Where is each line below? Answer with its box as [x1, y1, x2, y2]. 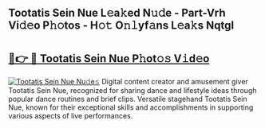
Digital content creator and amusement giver [101, 77, 249, 86]
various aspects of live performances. [8, 111, 133, 120]
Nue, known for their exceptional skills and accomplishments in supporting [8, 103, 254, 112]
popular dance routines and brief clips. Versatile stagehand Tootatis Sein [8, 95, 247, 103]
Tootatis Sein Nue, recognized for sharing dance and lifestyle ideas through [8, 86, 257, 95]
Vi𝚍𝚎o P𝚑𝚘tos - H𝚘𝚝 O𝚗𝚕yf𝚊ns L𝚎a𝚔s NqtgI [8, 19, 235, 33]
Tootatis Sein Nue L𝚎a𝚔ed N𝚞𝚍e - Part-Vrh [8, 6, 226, 20]
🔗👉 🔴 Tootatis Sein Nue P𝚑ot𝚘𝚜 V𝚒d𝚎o [8, 52, 210, 65]
